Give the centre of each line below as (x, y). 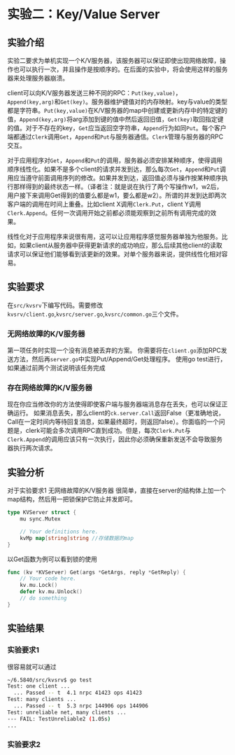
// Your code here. (48, 579)
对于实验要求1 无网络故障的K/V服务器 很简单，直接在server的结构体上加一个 (116, 490)
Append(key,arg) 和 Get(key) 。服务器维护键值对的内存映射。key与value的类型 (117, 102)
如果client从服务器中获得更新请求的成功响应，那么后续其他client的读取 (121, 245)
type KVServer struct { (42, 513)
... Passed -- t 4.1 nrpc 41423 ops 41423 (78, 693)
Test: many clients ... (42, 700)
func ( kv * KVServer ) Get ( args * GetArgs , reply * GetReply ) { (97, 572)
